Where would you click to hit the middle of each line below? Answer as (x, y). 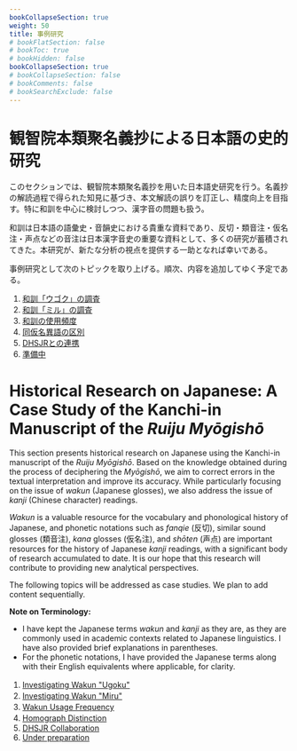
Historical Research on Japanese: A (143, 391)
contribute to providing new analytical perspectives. (104, 568)
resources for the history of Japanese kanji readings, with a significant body (148, 549)
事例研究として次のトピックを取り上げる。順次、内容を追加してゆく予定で (145, 269)
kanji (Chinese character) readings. (74, 500)
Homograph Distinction (64, 718)
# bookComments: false (51, 83)
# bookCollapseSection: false (65, 75)
